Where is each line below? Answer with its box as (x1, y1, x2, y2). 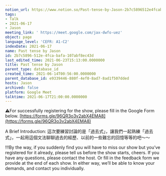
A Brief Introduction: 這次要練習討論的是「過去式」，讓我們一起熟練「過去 (5, 129, 154, 135)
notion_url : (5, 7, 30, 12)
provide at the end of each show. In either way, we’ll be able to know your (5, 160, 155, 166)
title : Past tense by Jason (5, 62, 63, 67)
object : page (5, 35, 32, 40)
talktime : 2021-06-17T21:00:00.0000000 (5, 94, 87, 99)
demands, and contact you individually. (5, 166, 85, 172)
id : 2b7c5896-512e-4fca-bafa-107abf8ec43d (5, 53, 94, 58)
